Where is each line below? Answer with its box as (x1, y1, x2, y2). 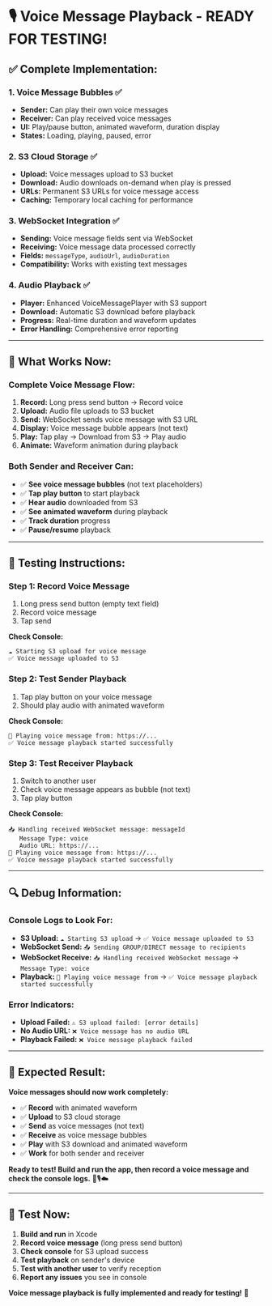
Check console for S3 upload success (19, 1246, 149, 1256)
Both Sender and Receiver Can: (8, 461, 134, 472)
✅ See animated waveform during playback (19, 506, 168, 516)
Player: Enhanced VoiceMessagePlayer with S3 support (19, 298, 207, 308)
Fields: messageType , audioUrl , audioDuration (19, 251, 170, 261)
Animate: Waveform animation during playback (19, 440, 179, 450)
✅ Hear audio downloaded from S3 (19, 497, 138, 507)
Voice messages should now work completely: (8, 1087, 168, 1096)
